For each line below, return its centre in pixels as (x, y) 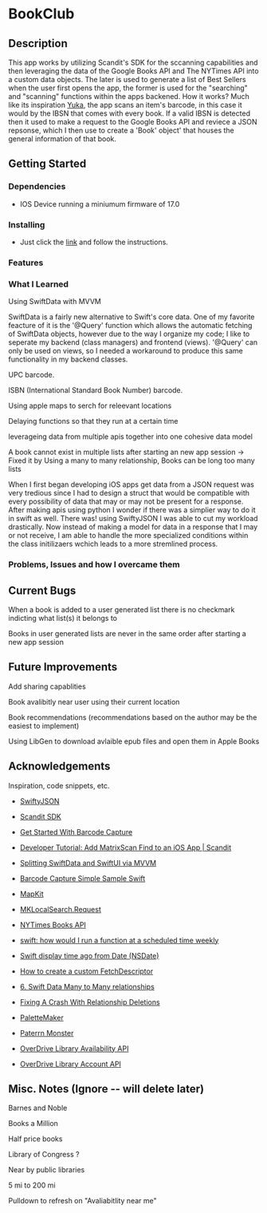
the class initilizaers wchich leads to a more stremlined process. (113, 544)
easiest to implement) (44, 725)
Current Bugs (42, 590)
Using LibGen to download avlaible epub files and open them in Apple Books (134, 741)
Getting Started (47, 164)
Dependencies (37, 187)
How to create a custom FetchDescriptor (86, 971)
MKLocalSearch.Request (60, 909)
